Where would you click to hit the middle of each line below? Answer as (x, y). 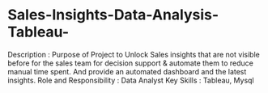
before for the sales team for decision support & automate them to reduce (131, 63)
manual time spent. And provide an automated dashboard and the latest (127, 71)
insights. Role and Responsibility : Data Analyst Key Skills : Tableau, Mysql (131, 80)
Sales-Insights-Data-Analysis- (113, 15)
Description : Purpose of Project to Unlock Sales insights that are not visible (134, 54)
